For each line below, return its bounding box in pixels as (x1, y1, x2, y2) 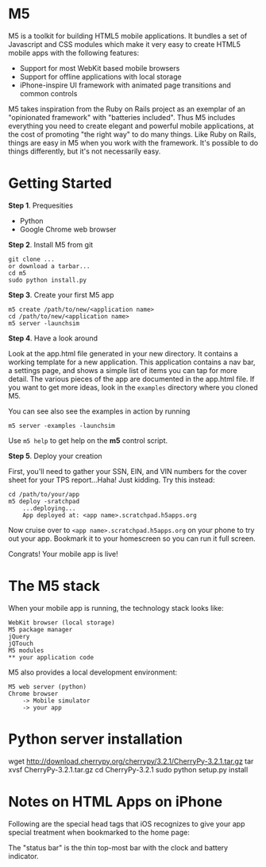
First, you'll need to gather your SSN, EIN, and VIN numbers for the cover (8, 466, 248, 476)
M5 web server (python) (8, 682, 87, 690)
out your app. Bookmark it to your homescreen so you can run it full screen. (8, 534, 256, 543)
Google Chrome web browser (19, 224, 117, 234)
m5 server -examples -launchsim (8, 422, 115, 430)
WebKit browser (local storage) (8, 618, 115, 627)
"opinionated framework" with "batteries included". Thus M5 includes (8, 112, 236, 122)
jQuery (8, 632, 30, 640)
